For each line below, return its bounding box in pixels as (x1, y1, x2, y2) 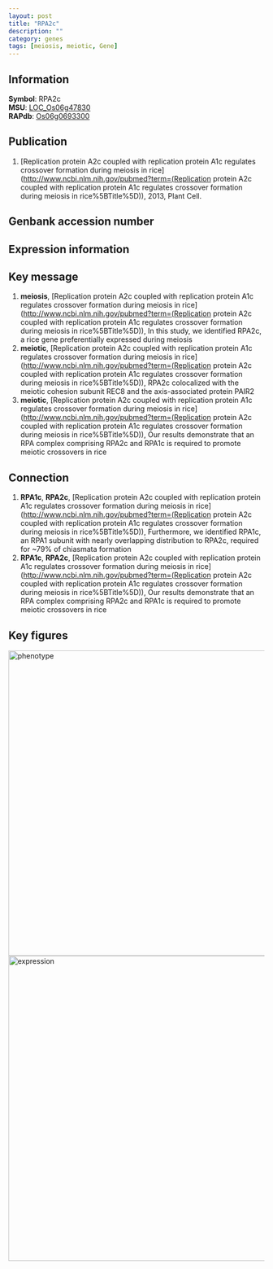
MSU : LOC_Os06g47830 (8, 103, 91, 112)
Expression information (8, 242, 130, 256)
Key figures (8, 628, 68, 642)
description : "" (8, 27, 63, 35)
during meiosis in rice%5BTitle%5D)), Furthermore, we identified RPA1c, (19, 527, 262, 537)
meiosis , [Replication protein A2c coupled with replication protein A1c (19, 291, 254, 301)
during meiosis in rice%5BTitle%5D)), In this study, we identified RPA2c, (19, 326, 262, 336)
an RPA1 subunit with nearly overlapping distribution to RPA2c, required (19, 536, 259, 545)
